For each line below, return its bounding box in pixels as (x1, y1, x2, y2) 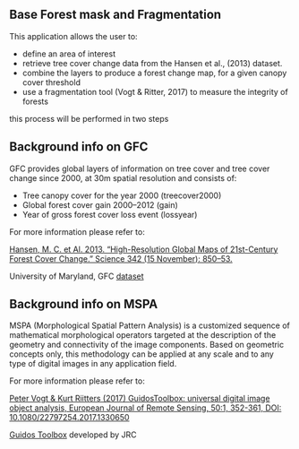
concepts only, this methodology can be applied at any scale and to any (9, 349, 275, 359)
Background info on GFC (9, 139, 149, 155)
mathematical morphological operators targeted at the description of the (9, 330, 277, 341)
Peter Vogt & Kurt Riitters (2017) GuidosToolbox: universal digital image (9, 393, 270, 404)
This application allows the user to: (9, 30, 138, 41)
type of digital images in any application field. (9, 358, 177, 369)
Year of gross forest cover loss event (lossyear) (21, 209, 198, 220)
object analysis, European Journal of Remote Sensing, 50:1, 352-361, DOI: (9, 402, 282, 413)
